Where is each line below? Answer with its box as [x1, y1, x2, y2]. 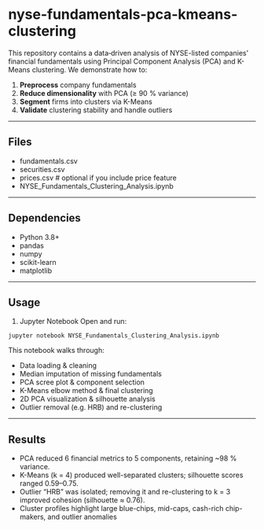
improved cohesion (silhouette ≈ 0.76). [19, 495, 145, 505]
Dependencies [8, 211, 81, 225]
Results [8, 432, 46, 446]
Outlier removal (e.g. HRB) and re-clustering [19, 402, 163, 412]
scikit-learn [19, 257, 57, 266]
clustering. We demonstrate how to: [31, 64, 148, 74]
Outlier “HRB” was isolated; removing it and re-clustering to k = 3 [19, 487, 231, 497]
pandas [19, 241, 45, 250]
